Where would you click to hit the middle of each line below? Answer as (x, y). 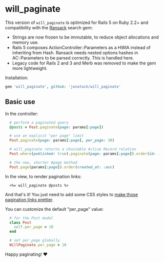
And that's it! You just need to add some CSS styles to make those (72, 194)
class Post (20, 222)
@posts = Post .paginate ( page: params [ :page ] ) (57, 127)
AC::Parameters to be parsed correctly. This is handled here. (73, 58)
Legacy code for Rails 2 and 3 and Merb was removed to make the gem (84, 63)
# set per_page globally (35, 241)
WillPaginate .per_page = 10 (38, 245)
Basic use (20, 102)
